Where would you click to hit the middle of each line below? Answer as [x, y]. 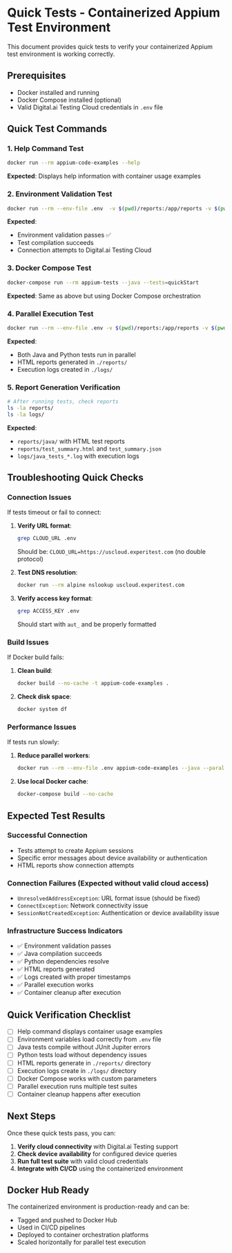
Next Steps [31, 1116]
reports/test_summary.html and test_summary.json [89, 449]
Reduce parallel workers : [54, 755]
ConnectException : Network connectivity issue [83, 905]
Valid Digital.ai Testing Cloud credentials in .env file [90, 107]
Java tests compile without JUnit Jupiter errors [84, 1047]
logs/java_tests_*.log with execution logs [78, 456]
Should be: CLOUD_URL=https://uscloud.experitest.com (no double [111, 552]
